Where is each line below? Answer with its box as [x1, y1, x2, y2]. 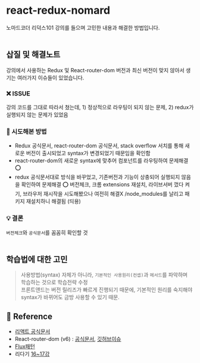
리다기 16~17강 [14, 350, 50, 358]
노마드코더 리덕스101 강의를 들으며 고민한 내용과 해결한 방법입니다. [6, 24, 160, 31]
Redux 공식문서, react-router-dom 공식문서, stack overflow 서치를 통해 [14, 142, 184, 149]
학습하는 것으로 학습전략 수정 [20, 279, 88, 286]
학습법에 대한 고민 [6, 254, 68, 264]
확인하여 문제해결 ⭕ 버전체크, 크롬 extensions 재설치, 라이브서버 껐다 [21, 181, 184, 188]
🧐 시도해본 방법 [6, 127, 47, 136]
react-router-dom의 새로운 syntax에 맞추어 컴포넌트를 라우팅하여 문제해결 [14, 157, 189, 164]
